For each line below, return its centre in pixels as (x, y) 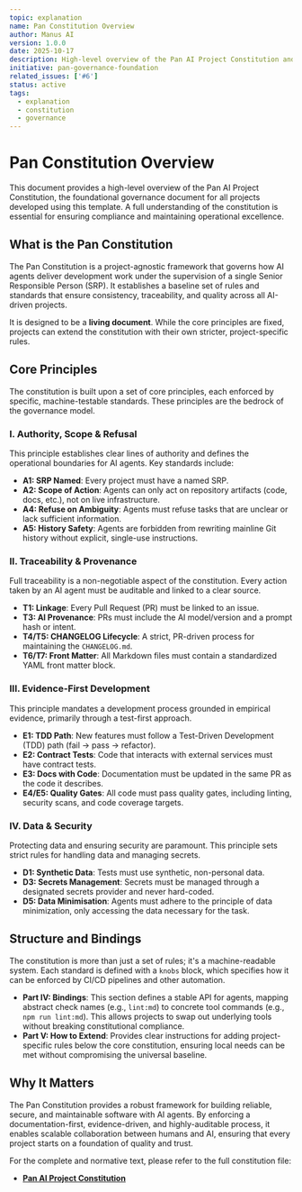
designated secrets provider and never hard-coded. (118, 891)
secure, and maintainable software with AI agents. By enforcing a (130, 1115)
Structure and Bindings (75, 939)
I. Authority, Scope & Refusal (73, 433)
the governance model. (53, 410)
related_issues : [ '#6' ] (54, 77)
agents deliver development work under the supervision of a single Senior (146, 276)
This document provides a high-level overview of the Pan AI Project (134, 188)
